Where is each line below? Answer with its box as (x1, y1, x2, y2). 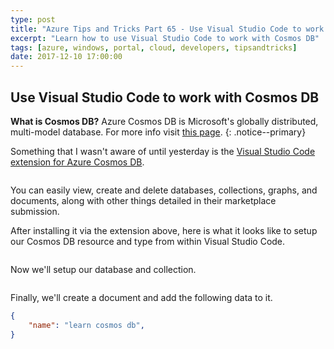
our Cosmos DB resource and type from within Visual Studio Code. (10, 235, 286, 247)
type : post (10, 14, 56, 25)
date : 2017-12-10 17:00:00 (10, 52, 123, 62)
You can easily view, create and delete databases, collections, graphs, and (10, 184, 318, 196)
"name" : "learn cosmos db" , (28, 320, 145, 330)
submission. (10, 205, 60, 217)
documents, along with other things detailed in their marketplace (10, 194, 277, 206)
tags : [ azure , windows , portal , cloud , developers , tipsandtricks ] (10, 42, 298, 53)
